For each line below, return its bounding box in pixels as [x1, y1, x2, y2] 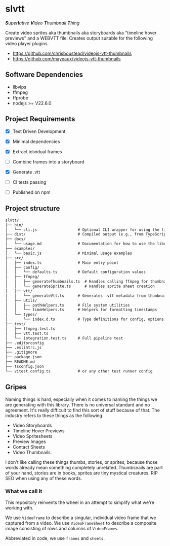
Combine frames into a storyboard [12, 158, 84, 165]
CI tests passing [12, 179, 47, 185]
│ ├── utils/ [5, 298, 37, 303]
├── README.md [5, 359, 35, 364]
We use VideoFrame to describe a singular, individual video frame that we [5, 515, 156, 521]
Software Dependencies [5, 71, 83, 79]
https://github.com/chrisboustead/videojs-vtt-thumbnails [12, 50, 132, 56]
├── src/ [5, 255, 24, 260]
